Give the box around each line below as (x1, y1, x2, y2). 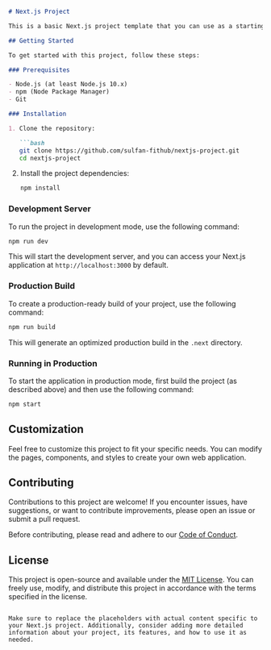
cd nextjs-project (19, 154, 81, 162)
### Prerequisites (8, 65, 70, 74)
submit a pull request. (8, 515, 81, 524)
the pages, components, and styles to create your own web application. (8, 452, 247, 462)
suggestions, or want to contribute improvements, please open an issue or (8, 506, 256, 515)
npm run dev (8, 237, 48, 245)
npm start (8, 400, 42, 408)
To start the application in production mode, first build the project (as (8, 376, 238, 385)
